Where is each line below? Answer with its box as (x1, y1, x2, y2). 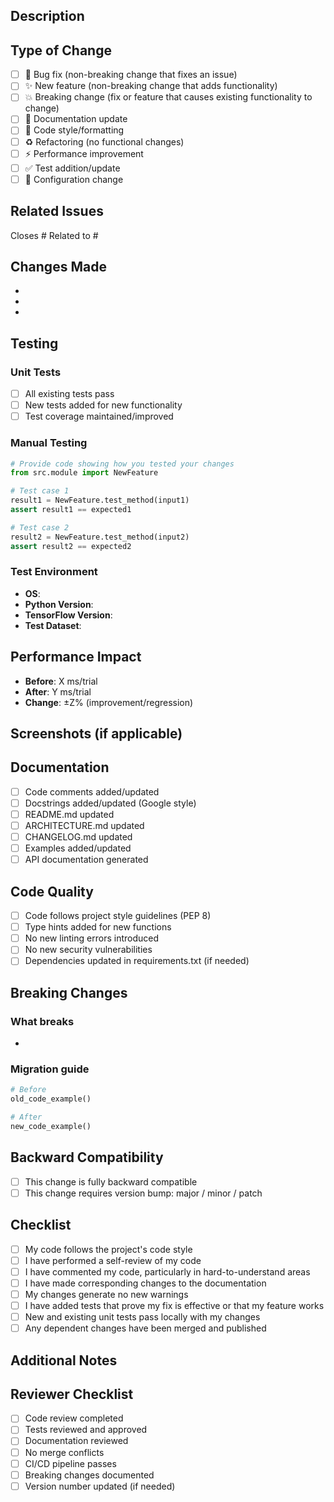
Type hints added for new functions (24, 921, 172, 933)
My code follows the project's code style (24, 1243, 193, 1255)
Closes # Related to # (10, 229, 99, 241)
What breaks (10, 1014, 75, 1028)
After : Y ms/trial (24, 685, 92, 698)
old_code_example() (10, 1094, 92, 1104)
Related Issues (10, 203, 104, 220)
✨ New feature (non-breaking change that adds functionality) (24, 80, 278, 92)
